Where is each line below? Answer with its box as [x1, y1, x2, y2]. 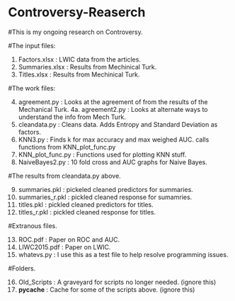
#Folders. [8, 263, 36, 273]
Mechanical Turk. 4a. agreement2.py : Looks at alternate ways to [18, 105, 208, 113]
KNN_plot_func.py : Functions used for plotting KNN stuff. [18, 150, 187, 159]
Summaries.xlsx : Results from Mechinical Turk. [18, 62, 157, 71]
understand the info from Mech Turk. [18, 113, 127, 121]
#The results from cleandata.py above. [8, 171, 121, 180]
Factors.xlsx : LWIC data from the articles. [18, 55, 141, 64]
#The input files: [8, 41, 56, 50]
